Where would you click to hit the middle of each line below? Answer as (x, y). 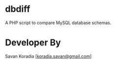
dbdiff (18, 9)
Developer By (33, 43)
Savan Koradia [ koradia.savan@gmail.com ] (48, 56)
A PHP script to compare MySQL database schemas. (58, 23)
